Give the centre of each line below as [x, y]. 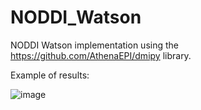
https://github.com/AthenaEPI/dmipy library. [101, 55]
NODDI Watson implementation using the [94, 45]
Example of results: [50, 75]
